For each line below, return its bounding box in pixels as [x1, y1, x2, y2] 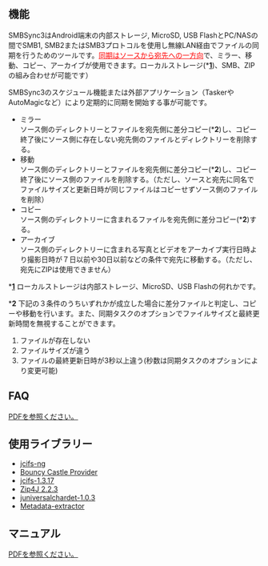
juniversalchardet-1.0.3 [19, 493, 96, 503]
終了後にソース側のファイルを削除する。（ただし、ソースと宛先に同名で [19, 175, 254, 184]
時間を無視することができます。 [14, 319, 120, 328]
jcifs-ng [19, 459, 46, 468]
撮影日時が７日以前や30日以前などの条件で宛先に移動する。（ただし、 [26, 255, 258, 264]
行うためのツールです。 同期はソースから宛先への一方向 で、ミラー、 [22, 50, 246, 60]
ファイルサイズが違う [19, 345, 90, 355]
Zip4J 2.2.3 [19, 484, 58, 494]
